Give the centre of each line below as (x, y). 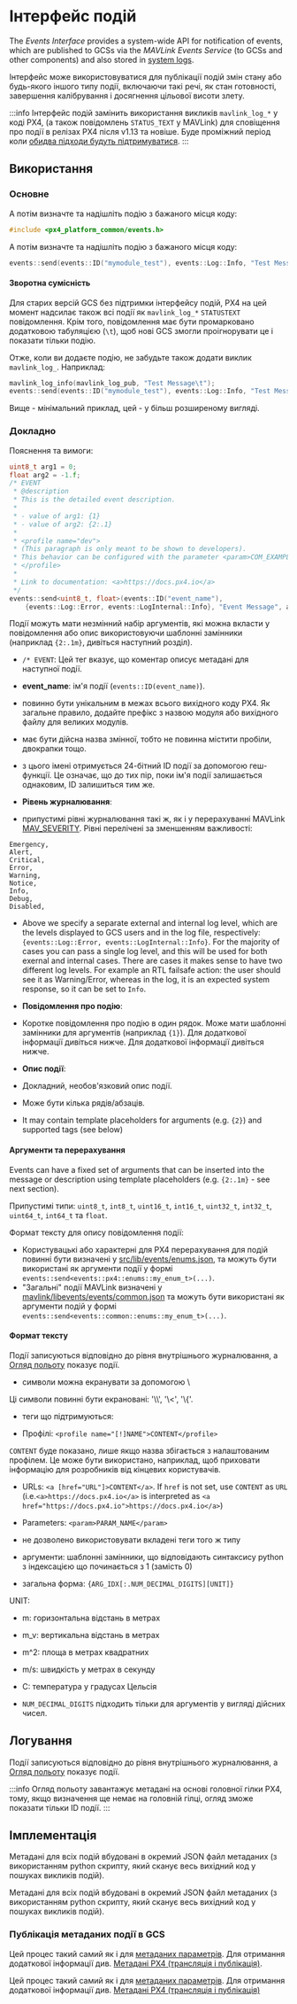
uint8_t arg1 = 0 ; (43, 467)
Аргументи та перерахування (67, 1150)
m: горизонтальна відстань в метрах (91, 1618)
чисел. (34, 1713)
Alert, (21, 852)
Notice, (23, 883)
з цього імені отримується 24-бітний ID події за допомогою (134, 766)
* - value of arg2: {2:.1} (63, 524)
